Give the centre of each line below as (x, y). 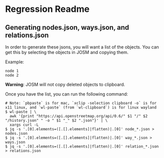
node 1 (12, 71)
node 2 (12, 75)
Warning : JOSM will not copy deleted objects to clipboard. (65, 84)
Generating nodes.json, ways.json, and (67, 27)
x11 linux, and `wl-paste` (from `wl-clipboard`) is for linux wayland (81, 107)
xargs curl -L (24, 125)
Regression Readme (47, 9)
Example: (15, 62)
